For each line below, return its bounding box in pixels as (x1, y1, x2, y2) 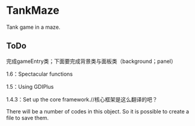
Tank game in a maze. (6, 23, 61, 31)
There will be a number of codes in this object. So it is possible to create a (6, 107, 190, 115)
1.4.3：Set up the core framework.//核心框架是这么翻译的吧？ (6, 95, 158, 103)
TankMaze (6, 4, 60, 17)
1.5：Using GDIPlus (6, 83, 54, 90)
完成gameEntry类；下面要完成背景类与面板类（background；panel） (6, 58, 176, 65)
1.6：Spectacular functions (6, 70, 73, 77)
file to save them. (6, 114, 49, 121)
